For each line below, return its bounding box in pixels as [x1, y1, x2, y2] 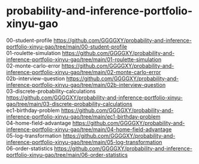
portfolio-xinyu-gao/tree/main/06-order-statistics [6, 151, 128, 158]
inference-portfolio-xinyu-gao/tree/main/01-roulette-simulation [6, 56, 162, 63]
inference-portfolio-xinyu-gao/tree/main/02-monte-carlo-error [6, 68, 161, 75]
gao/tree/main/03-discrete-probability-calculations [6, 100, 133, 107]
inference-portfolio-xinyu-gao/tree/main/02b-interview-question [6, 81, 166, 88]
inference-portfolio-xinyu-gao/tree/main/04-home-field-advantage [6, 126, 172, 133]
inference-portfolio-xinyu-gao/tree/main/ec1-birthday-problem [6, 113, 161, 120]
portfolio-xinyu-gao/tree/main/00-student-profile [6, 43, 128, 50]
